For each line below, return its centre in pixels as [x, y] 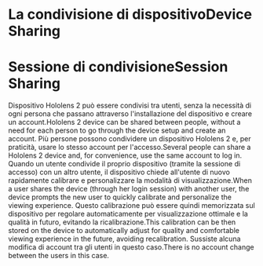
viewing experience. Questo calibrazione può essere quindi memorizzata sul [131, 206]
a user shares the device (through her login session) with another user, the [129, 189]
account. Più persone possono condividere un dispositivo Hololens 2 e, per [130, 139]
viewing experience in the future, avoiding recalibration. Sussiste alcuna [124, 239]
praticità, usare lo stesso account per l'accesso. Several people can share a [130, 148]
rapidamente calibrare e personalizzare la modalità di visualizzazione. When [130, 180]
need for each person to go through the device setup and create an [117, 130]
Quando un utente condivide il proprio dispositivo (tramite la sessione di [124, 164]
